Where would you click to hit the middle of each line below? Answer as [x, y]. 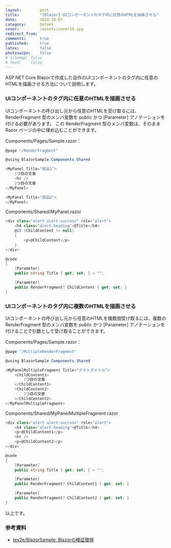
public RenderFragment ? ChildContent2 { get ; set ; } [72, 498]
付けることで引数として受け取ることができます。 [57, 331]
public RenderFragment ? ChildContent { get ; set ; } [71, 287]
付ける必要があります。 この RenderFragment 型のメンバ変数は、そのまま [83, 123]
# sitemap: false [24, 58]
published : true [27, 44]
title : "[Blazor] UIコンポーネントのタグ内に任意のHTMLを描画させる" [82, 15]
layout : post [27, 10]
